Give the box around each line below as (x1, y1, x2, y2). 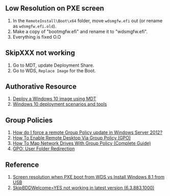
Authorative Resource (5, 82, 77, 91)
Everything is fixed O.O (12, 34, 61, 40)
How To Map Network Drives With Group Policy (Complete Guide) (12, 140, 151, 147)
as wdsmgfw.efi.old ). (12, 23, 57, 29)
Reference (5, 160, 39, 169)
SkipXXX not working (5, 48, 75, 58)
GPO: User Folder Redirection (12, 146, 75, 152)
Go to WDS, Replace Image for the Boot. (12, 67, 96, 73)
